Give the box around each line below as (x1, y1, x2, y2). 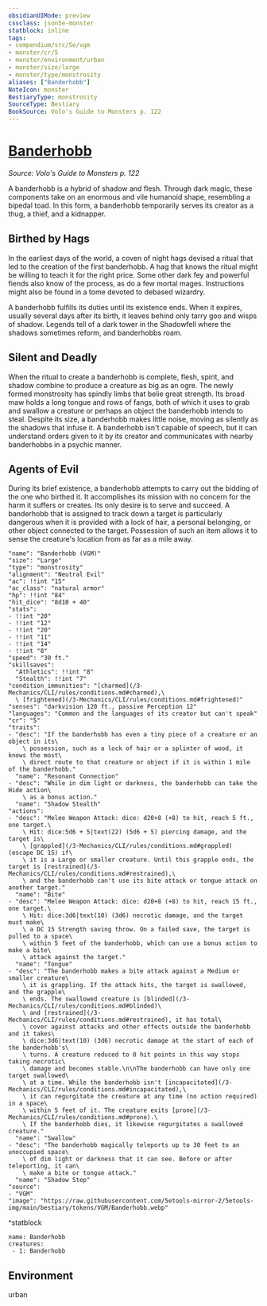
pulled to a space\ (8, 932, 73, 941)
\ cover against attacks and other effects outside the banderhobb (22, 1023, 250, 1031)
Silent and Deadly (8, 351, 98, 364)
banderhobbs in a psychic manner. (8, 439, 122, 449)
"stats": (8, 605, 37, 613)
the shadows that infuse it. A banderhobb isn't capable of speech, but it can (8, 422, 257, 432)
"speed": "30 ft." (8, 654, 69, 663)
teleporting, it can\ (8, 1162, 80, 1170)
